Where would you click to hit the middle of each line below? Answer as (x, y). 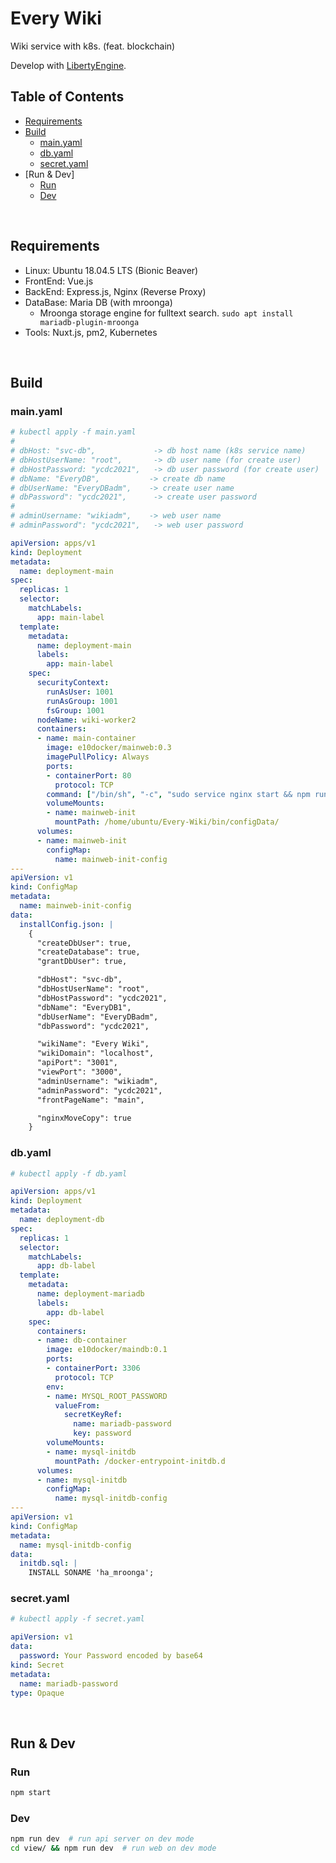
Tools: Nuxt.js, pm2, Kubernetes (91, 332)
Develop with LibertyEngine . (68, 65)
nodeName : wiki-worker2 (86, 720)
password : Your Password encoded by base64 (111, 1656)
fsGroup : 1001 (75, 710)
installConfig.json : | (66, 924)
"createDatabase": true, (88, 952)
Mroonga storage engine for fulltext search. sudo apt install (166, 313)
